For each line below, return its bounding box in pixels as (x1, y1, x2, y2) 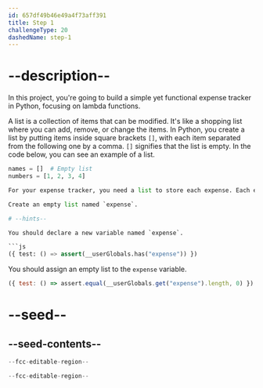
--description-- (8, 67, 111, 85)
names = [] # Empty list (8, 165, 92, 173)
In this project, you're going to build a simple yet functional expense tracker (8, 93, 252, 103)
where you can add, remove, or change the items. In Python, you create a (8, 125, 245, 134)
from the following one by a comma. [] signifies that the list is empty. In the (8, 142, 251, 151)
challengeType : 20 (8, 26, 68, 34)
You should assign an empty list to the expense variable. (8, 264, 187, 274)
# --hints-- (8, 215, 47, 223)
